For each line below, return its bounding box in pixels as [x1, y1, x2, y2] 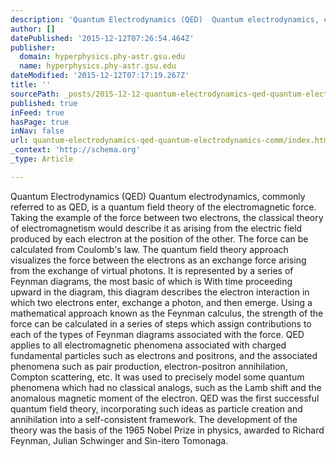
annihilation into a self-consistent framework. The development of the [10, 413, 298, 425]
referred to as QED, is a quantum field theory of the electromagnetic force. [10, 201, 317, 213]
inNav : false [10, 126, 65, 136]
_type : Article [10, 154, 74, 164]
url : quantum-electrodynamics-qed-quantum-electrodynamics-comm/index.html [10, 136, 333, 146]
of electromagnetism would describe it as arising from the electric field [10, 222, 303, 234]
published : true [10, 98, 78, 108]
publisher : [10, 42, 56, 53]
